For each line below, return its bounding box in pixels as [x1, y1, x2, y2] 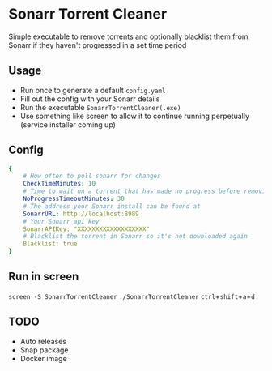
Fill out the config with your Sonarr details [19, 94, 160, 104]
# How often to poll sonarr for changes [23, 172, 161, 181]
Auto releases [19, 336, 67, 346]
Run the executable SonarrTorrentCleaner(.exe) [19, 102, 181, 112]
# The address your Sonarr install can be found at [23, 202, 201, 211]
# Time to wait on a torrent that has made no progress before [23, 187, 241, 195]
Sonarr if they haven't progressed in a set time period [8, 40, 187, 49]
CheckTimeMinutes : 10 [23, 180, 96, 188]
